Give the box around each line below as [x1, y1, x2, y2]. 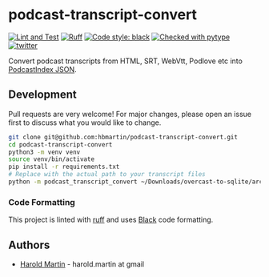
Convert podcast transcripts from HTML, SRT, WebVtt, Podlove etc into [8, 56, 243, 66]
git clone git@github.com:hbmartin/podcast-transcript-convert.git [8, 133, 239, 141]
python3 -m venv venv [8, 148, 81, 156]
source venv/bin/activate [8, 155, 94, 163]
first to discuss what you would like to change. [8, 118, 162, 127]
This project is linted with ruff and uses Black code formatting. [8, 215, 214, 225]
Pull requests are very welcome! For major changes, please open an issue [8, 109, 252, 118]
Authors [8, 238, 50, 251]
